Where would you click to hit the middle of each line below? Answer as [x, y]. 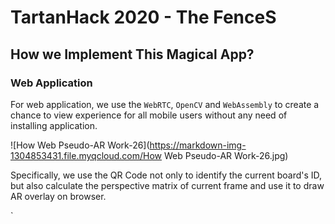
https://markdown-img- [198, 145]
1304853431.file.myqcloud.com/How [86, 155]
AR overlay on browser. [58, 196]
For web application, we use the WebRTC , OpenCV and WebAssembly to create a [165, 104]
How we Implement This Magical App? [132, 54]
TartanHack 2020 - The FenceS [143, 17]
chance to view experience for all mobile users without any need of [149, 115]
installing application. [54, 125]
